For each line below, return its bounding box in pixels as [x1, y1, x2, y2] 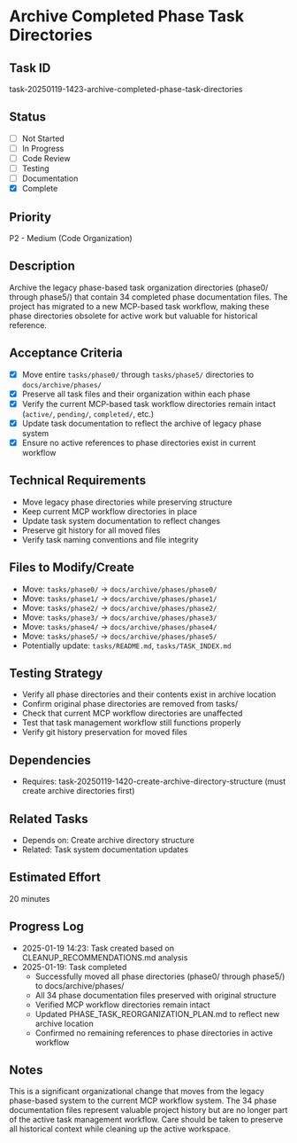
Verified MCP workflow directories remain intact [34, 999, 210, 1010]
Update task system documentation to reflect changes [21, 515, 221, 526]
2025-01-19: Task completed [21, 961, 127, 972]
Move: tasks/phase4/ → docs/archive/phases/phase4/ [21, 621, 217, 631]
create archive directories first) [21, 786, 135, 796]
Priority [9, 209, 51, 224]
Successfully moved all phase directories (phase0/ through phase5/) [34, 971, 286, 982]
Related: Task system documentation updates [21, 844, 188, 855]
